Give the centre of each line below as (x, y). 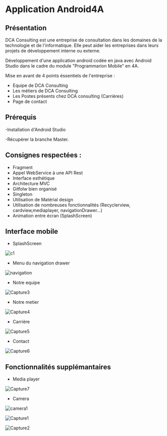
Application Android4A (55, 9)
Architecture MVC (31, 183)
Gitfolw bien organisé (35, 189)
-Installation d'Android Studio (36, 129)
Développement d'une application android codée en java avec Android (78, 61)
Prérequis (21, 117)
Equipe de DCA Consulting (40, 85)
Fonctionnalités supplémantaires (58, 367)
